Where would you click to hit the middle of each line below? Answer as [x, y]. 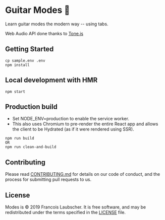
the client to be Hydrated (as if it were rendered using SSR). [73, 129]
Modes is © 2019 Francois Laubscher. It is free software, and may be [76, 207]
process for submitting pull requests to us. [48, 180]
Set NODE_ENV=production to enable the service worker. [71, 119]
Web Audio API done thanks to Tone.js [44, 33]
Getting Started [29, 49]
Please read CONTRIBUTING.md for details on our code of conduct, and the [82, 174]
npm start [15, 91]
